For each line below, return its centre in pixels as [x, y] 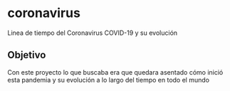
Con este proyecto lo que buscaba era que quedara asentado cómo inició [115, 72]
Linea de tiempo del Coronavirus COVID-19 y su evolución [93, 33]
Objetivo [27, 55]
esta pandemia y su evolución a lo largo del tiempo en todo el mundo [109, 80]
